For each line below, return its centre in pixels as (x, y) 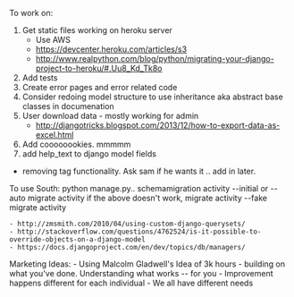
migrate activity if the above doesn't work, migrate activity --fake (147, 198)
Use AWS (53, 40)
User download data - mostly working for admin (110, 116)
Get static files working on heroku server (97, 30)
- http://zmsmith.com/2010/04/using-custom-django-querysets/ (127, 224)
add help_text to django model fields (89, 154)
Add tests (40, 78)
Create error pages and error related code (100, 87)
